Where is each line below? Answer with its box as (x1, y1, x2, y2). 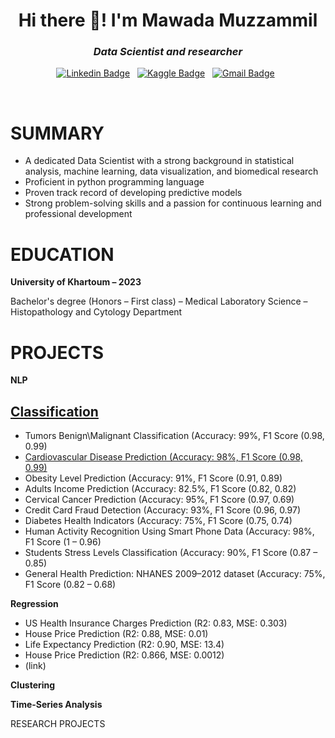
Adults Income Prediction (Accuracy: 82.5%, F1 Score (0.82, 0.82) (24, 483, 297, 495)
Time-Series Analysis (10, 699, 103, 711)
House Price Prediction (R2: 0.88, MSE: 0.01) (24, 628, 209, 640)
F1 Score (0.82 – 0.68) (24, 579, 117, 591)
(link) (24, 660, 47, 672)
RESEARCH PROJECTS (10, 718, 106, 730)
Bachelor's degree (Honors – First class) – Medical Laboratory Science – (10, 295, 308, 308)
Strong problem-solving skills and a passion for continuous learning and (24, 197, 322, 209)
